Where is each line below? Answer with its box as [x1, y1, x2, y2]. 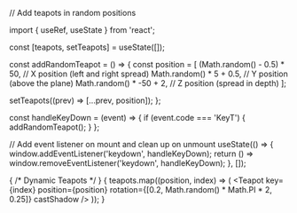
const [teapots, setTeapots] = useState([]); [9, 42, 166, 52]
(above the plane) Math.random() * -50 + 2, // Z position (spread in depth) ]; [9, 78, 286, 88]
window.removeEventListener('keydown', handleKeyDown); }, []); [9, 158, 246, 168]
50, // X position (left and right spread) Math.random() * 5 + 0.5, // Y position [9, 68, 288, 79]
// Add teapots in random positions [9, 8, 137, 18]
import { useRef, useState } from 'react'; [9, 25, 155, 35]
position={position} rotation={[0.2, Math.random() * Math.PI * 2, [37, 185, 273, 194]
